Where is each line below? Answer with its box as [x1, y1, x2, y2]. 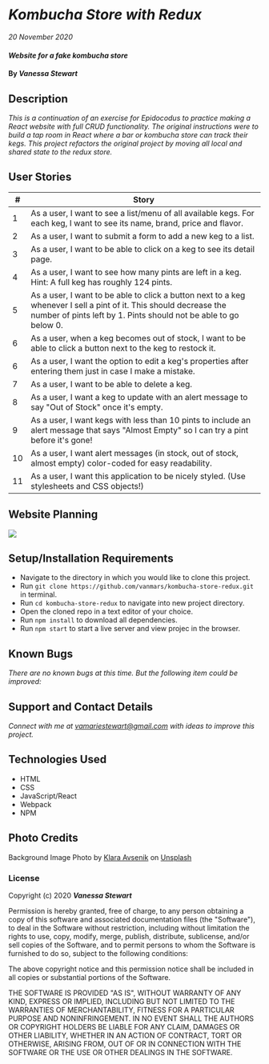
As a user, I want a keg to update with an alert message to [30, 391, 248, 402]
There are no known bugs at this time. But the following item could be [8, 668, 239, 678]
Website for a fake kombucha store [8, 50, 128, 60]
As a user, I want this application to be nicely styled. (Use [30, 470, 246, 482]
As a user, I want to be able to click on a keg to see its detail [30, 243, 255, 254]
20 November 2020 [8, 32, 74, 42]
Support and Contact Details [8, 700, 154, 714]
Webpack [19, 799, 52, 809]
